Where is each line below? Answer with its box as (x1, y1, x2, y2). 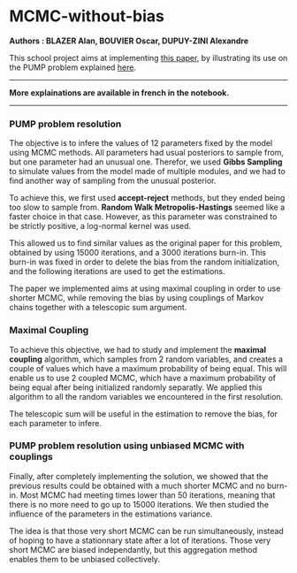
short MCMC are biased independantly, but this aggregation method (9, 544, 258, 554)
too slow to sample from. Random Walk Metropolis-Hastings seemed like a (9, 202, 286, 213)
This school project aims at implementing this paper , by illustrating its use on (9, 52, 288, 63)
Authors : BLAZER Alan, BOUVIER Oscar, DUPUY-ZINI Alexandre (9, 35, 249, 46)
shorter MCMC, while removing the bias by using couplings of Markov (9, 293, 264, 303)
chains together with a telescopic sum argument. (9, 302, 187, 313)
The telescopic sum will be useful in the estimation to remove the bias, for (9, 409, 278, 419)
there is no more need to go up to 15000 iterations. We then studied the (9, 499, 270, 509)
